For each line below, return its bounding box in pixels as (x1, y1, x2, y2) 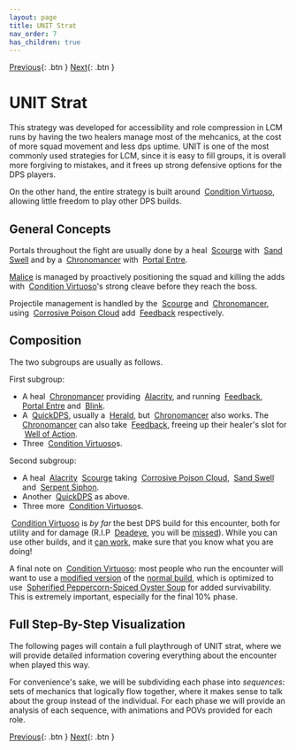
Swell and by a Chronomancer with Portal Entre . (9, 254, 188, 265)
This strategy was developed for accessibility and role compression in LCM (9, 122, 283, 133)
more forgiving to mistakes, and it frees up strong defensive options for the (9, 160, 283, 171)
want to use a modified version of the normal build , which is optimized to (9, 572, 274, 583)
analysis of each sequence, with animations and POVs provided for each (9, 705, 273, 715)
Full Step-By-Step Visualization (9, 617, 186, 632)
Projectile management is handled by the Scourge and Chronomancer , (9, 298, 269, 308)
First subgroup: (9, 374, 65, 384)
